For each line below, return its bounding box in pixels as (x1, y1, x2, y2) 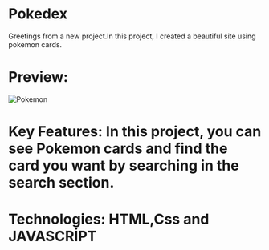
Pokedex (8, 5, 68, 23)
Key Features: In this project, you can (8, 123, 262, 141)
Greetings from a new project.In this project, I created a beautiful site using (8, 31, 256, 41)
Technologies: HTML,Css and (8, 210, 210, 228)
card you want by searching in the (8, 157, 239, 175)
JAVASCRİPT (8, 228, 97, 245)
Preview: (8, 68, 68, 87)
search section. (8, 174, 115, 192)
